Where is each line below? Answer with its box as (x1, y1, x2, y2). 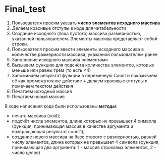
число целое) (11, 150, 41, 156)
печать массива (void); (11, 112, 60, 118)
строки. (11, 41, 28, 47)
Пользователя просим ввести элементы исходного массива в (11, 46, 144, 52)
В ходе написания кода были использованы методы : (4, 103, 117, 109)
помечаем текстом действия (11, 83, 73, 89)
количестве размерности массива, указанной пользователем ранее (11, 51, 158, 57)
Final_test (4, 3, 46, 15)
